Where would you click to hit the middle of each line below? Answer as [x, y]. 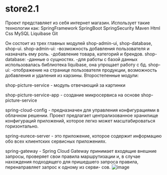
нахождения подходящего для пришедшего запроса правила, [72, 161]
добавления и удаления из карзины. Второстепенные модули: [72, 75]
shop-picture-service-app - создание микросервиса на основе [72, 95]
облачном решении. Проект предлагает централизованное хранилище [82, 115]
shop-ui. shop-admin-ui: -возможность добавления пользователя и [77, 48]
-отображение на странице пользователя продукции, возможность [84, 70]
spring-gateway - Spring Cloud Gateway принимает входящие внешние [81, 151]
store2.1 [22, 9]
